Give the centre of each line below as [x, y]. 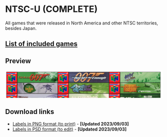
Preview [18, 61]
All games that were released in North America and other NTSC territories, [82, 23]
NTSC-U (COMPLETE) [51, 9]
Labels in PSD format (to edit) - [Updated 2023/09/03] [69, 129]
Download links [30, 112]
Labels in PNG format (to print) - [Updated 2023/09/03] [70, 124]
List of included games [41, 44]
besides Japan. [21, 28]
